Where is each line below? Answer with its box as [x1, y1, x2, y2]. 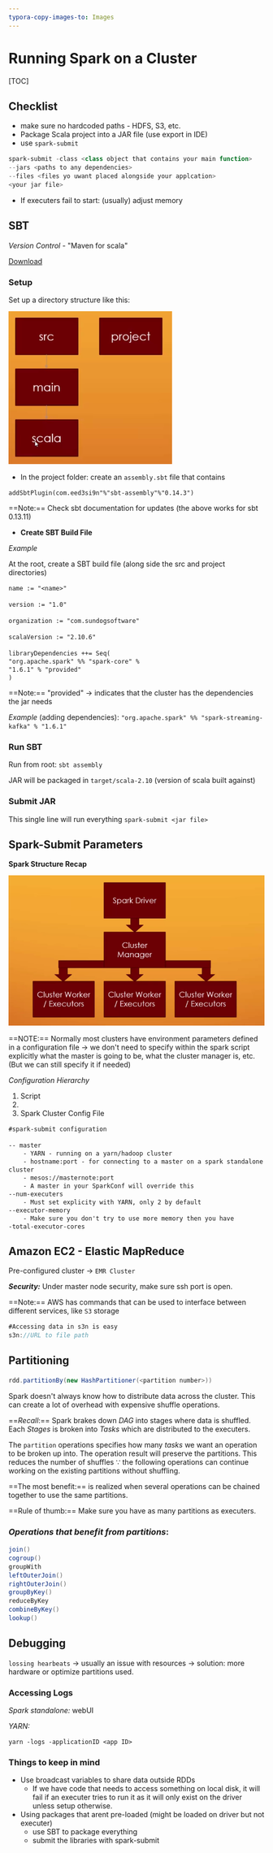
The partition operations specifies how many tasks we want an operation [8, 1440, 258, 1449]
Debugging [8, 1637, 67, 1651]
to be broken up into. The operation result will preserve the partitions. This [8, 1448, 258, 1458]
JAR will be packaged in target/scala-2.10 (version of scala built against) [8, 776, 256, 786]
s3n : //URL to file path [8, 1331, 89, 1340]
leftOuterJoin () [8, 1571, 63, 1579]
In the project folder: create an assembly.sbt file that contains [19, 472, 226, 482]
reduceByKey [8, 1597, 49, 1605]
